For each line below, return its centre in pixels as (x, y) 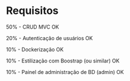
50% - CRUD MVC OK (33, 27)
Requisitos (32, 11)
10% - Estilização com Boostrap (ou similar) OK (63, 61)
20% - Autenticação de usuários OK (50, 38)
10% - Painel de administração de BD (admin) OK (65, 72)
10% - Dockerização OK (35, 49)
